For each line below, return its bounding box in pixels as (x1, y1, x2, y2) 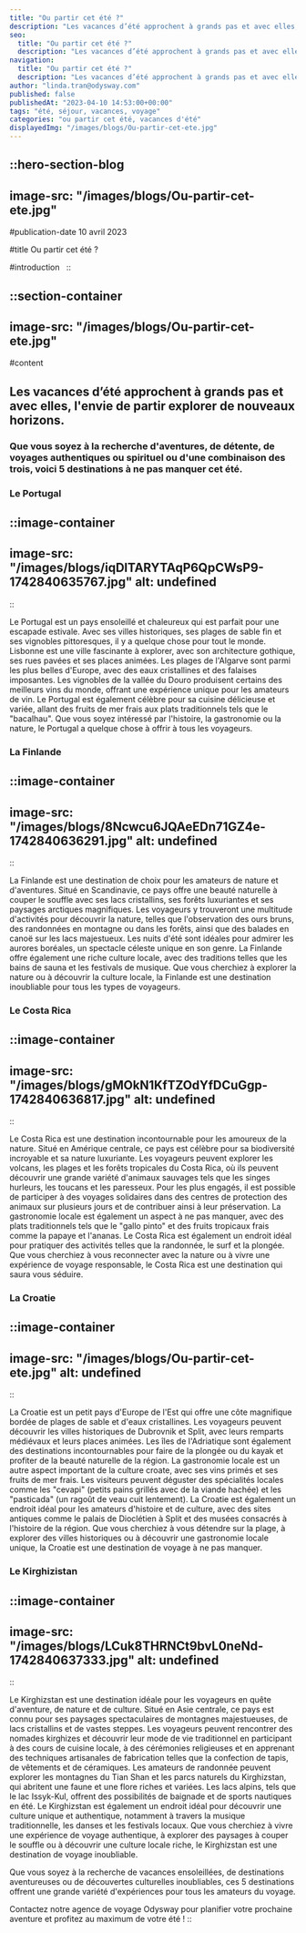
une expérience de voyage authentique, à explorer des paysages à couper (9, 1830, 289, 1841)
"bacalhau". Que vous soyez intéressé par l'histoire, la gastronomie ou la (9, 712, 282, 724)
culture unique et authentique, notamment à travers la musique (9, 1810, 246, 1822)
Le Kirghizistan (9, 1565, 78, 1578)
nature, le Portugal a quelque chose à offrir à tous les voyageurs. (9, 722, 253, 733)
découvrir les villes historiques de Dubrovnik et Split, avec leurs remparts (9, 1427, 284, 1437)
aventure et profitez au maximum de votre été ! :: (9, 1914, 193, 1925)
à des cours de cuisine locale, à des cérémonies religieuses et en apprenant (9, 1743, 295, 1754)
